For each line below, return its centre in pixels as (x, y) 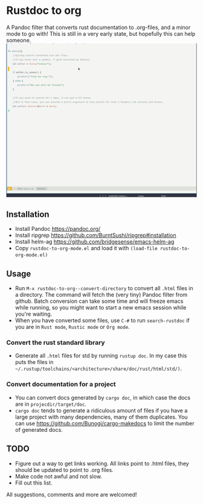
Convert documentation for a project (61, 384)
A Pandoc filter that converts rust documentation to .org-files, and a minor (98, 27)
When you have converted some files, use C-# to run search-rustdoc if (102, 320)
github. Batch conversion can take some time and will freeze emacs (99, 301)
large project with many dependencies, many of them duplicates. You (101, 417)
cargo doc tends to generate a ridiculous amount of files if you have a (101, 410)
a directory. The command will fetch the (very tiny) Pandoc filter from (101, 295)
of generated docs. (39, 429)
